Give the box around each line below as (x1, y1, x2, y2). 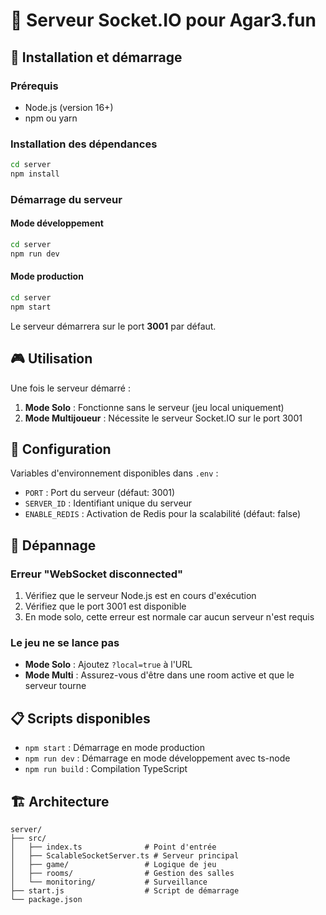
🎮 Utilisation (10, 350, 93, 368)
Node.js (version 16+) (24, 101, 114, 113)
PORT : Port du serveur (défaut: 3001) (24, 487, 176, 499)
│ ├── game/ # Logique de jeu (10, 859, 217, 869)
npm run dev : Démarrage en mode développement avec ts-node (24, 752, 291, 764)
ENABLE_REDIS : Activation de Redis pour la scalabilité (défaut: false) (24, 508, 302, 520)
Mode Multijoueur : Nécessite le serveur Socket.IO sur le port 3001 (24, 412, 303, 424)
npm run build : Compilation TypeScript (24, 763, 188, 775)
